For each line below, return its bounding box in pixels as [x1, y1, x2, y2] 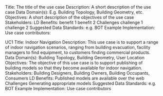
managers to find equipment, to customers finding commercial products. [5, 49, 151, 55]
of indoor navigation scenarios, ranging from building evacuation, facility [5, 45, 151, 50]
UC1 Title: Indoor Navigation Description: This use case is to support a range [5, 39, 159, 45]
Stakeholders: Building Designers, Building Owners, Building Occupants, [5, 70, 150, 76]
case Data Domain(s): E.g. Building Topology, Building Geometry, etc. [5, 9, 144, 15]
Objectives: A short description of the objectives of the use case [5, 15, 134, 20]
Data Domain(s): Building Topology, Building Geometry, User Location [5, 55, 145, 60]
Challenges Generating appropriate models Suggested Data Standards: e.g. [5, 80, 157, 86]
